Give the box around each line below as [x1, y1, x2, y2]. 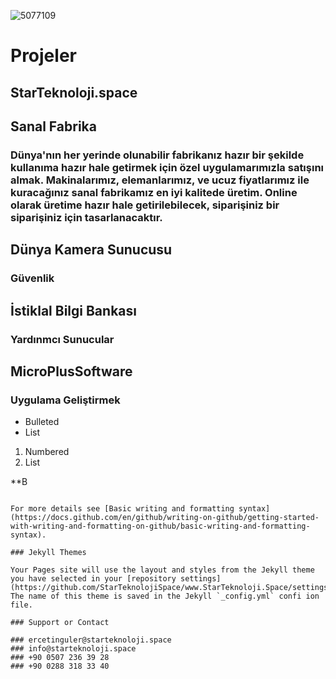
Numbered [24, 446, 70, 458]
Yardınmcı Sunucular [10, 332, 115, 346]
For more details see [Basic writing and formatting [10, 504, 235, 514]
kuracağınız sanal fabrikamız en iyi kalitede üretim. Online [10, 185, 298, 199]
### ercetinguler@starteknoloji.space [10, 635, 172, 645]
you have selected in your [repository [10, 574, 177, 584]
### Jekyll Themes [10, 548, 87, 558]
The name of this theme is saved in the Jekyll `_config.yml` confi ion [10, 591, 320, 602]
